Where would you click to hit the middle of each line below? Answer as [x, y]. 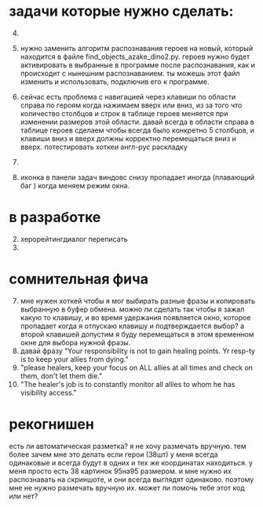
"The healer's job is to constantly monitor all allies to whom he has [128, 384]
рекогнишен [52, 424]
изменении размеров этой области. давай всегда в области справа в [137, 122]
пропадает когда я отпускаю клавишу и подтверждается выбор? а [132, 326]
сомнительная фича [79, 279]
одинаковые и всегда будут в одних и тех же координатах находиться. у [131, 462]
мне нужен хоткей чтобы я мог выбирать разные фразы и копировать [138, 301]
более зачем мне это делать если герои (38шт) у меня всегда [113, 454]
